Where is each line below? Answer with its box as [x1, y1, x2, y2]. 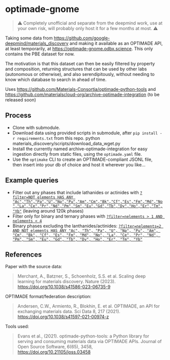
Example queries [5, 176, 59, 185]
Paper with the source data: [5, 264, 62, 270]
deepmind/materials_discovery [5, 40, 69, 46]
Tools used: [5, 324, 29, 330]
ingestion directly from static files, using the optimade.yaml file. [12, 151, 142, 157]
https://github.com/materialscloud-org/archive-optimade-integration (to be [5, 91, 160, 97]
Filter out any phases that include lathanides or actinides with [12, 189, 139, 195]
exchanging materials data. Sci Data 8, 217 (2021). [17, 309, 121, 315]
